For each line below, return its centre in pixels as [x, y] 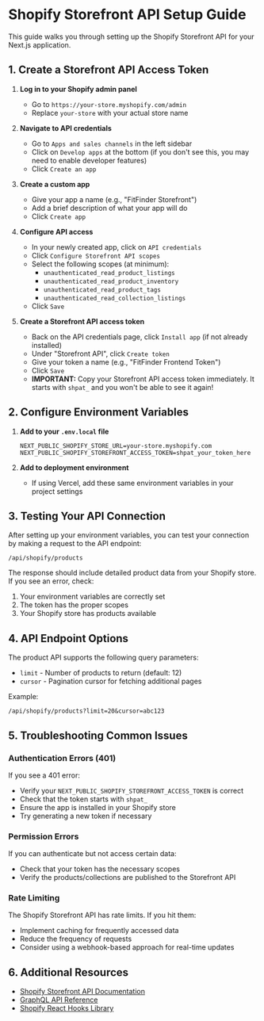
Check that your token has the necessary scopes [100, 869]
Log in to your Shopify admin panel [78, 89]
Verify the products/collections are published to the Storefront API [128, 878]
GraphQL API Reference [59, 1000]
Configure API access [56, 231]
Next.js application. [40, 44]
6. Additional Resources [69, 972]
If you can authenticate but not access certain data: [92, 854]
